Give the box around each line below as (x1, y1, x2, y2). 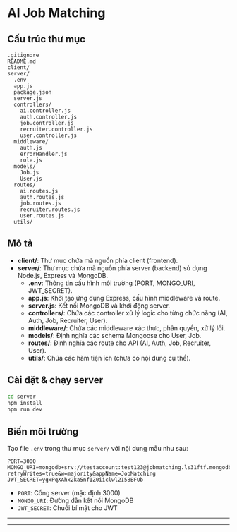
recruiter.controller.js (20, 126, 93, 133)
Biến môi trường (7, 425, 79, 437)
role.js (20, 157, 42, 164)
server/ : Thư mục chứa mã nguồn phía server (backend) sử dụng (17, 263, 207, 272)
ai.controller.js (20, 107, 71, 114)
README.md (7, 58, 37, 65)
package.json (13, 89, 52, 96)
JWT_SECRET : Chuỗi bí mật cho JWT (17, 504, 118, 512)
